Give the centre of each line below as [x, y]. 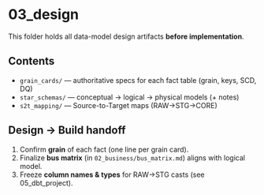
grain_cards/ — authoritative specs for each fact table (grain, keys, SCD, [138, 80]
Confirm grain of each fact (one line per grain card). [104, 149]
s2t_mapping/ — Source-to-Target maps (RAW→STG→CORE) [119, 105]
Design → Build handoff [67, 131]
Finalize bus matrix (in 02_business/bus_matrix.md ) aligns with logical [132, 157]
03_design [44, 15]
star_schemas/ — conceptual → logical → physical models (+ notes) [129, 97]
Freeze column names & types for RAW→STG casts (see [112, 174]
